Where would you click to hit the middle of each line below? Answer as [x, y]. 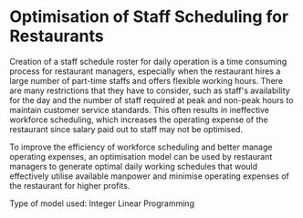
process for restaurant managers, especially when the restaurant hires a [145, 71]
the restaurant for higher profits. [70, 185]
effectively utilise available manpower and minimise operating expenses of [150, 176]
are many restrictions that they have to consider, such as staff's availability [150, 90]
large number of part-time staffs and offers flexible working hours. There [146, 80]
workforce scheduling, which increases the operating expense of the [139, 119]
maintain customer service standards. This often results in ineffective [139, 109]
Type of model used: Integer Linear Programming [102, 203]
